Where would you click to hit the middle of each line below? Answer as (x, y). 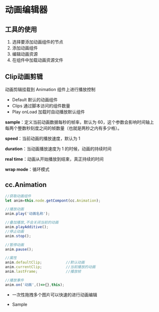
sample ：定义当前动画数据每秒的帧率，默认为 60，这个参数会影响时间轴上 (79, 122)
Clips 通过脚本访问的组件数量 (41, 106)
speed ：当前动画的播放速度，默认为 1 (43, 138)
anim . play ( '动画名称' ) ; (27, 214)
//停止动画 (15, 231)
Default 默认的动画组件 (35, 99)
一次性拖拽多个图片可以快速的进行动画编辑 (55, 295)
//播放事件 (15, 280)
